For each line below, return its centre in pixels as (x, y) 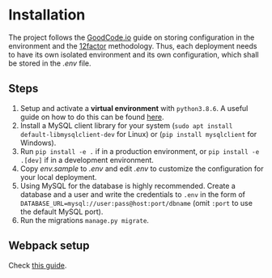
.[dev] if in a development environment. (87, 160)
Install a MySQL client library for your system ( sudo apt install (126, 125)
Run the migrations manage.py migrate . (85, 220)
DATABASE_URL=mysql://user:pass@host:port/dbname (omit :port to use (136, 203)
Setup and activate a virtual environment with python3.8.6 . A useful (134, 108)
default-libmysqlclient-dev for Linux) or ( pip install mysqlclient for (138, 134)
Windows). (38, 143)
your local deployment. (58, 177)
